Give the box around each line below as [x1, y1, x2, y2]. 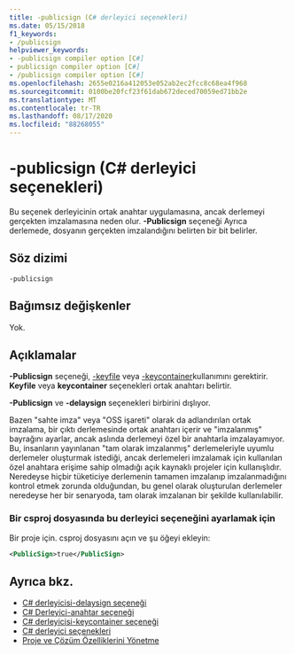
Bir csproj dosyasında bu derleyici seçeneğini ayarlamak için [9, 512, 276, 525]
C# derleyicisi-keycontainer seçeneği [21, 617, 159, 627]
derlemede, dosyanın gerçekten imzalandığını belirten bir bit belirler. [9, 225, 259, 236]
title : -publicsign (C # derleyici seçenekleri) [9, 12, 189, 22]
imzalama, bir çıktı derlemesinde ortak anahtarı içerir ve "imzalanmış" [9, 424, 263, 435]
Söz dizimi [9, 251, 68, 266]
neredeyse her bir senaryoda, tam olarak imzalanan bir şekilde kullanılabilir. [9, 490, 283, 501]
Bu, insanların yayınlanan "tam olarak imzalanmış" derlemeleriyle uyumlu [9, 443, 275, 454]
